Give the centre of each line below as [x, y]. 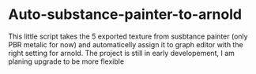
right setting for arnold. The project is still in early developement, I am [122, 53]
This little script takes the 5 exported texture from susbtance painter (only [128, 36]
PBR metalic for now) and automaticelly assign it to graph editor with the [126, 44]
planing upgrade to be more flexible [66, 61]
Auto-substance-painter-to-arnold [125, 15]
